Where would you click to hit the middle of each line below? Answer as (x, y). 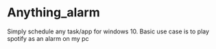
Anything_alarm (54, 13)
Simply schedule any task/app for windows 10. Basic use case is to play (108, 31)
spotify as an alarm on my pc (48, 38)
